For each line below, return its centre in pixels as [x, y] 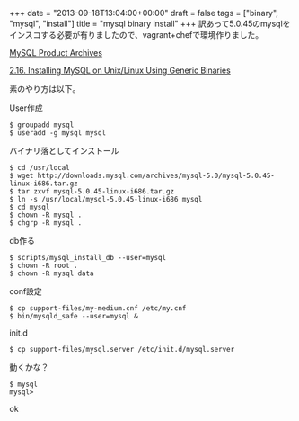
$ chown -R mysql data [52, 273]
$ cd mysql [30, 207]
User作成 [26, 108]
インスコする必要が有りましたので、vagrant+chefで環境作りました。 [136, 35]
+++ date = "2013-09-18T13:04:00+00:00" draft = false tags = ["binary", [144, 13]
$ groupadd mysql [42, 125]
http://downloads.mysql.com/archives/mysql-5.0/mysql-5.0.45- [156, 175]
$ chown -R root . [44, 265]
